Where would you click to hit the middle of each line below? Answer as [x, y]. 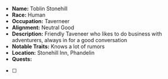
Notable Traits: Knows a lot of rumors [58, 46]
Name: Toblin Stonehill [39, 9]
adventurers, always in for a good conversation [69, 40]
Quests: [22, 59]
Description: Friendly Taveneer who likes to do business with [87, 34]
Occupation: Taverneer [41, 21]
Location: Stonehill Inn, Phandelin [53, 53]
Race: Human [28, 15]
